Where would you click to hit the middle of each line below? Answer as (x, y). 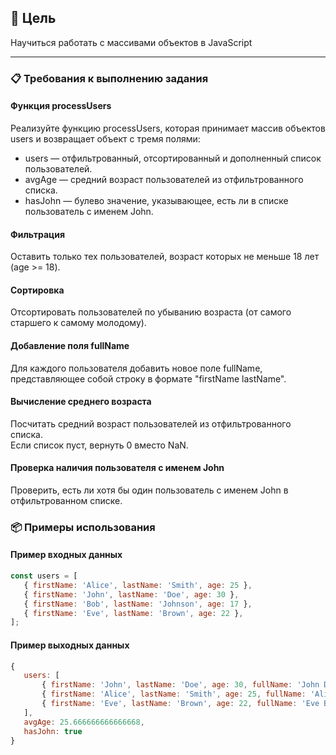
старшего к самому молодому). (78, 323)
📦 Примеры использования (83, 527)
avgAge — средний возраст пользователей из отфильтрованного (164, 179)
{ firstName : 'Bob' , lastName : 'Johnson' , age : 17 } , (138, 604)
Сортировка (37, 290)
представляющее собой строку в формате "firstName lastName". (148, 378)
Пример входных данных (66, 555)
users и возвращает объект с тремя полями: (105, 138)
